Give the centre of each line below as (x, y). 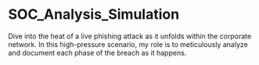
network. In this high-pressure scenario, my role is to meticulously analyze (128, 44)
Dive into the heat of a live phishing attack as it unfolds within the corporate (130, 36)
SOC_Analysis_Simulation (94, 14)
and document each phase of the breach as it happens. (97, 52)
